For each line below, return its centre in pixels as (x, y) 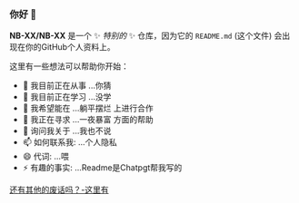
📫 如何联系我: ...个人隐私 (70, 142)
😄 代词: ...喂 (46, 157)
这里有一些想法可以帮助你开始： (69, 66)
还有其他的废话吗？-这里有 (59, 190)
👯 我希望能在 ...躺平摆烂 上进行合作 (88, 108)
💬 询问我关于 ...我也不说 (67, 131)
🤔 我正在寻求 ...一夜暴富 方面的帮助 (88, 120)
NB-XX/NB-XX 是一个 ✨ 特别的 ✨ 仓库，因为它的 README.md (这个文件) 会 (146, 36)
